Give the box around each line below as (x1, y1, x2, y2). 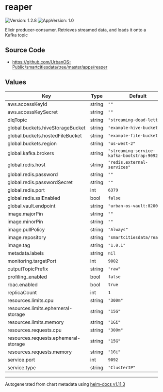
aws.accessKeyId (7, 101, 48, 108)
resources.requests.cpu (7, 327, 62, 333)
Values (5, 78, 27, 86)
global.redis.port (7, 187, 45, 193)
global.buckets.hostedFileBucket (7, 132, 82, 139)
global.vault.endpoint (7, 203, 56, 209)
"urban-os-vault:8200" (108, 203, 161, 208)
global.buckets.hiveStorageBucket (7, 124, 86, 131)
